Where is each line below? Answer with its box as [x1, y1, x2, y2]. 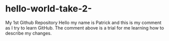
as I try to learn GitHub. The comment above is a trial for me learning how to [5, 24, 164, 30]
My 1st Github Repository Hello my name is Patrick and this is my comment [5, 19, 161, 25]
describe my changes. [5, 30, 52, 36]
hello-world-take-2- [5, 3, 92, 14]
